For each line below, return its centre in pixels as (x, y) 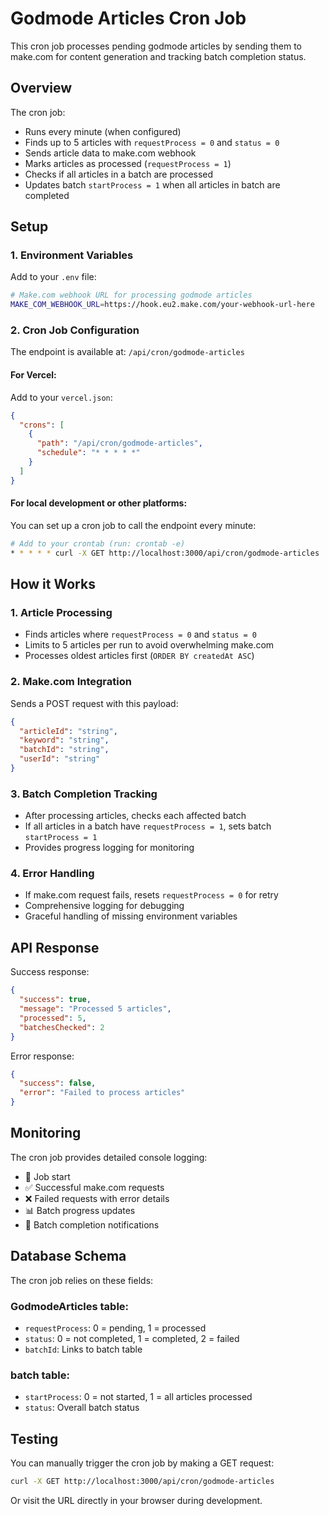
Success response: (50, 972)
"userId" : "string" (60, 759)
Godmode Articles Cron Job (128, 18)
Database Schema (68, 1256)
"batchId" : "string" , (64, 750)
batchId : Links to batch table (83, 1349)
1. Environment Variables (72, 255)
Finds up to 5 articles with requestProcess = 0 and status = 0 (152, 142)
